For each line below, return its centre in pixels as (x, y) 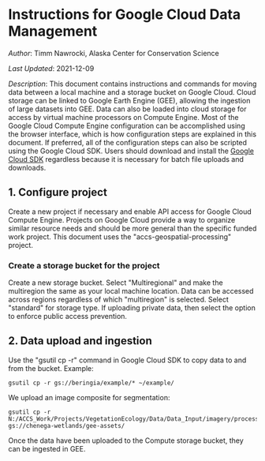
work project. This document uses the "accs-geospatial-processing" (120, 236)
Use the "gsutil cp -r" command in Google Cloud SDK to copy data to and (127, 360)
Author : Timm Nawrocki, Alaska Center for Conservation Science (114, 53)
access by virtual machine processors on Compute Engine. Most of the (123, 117)
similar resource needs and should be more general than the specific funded (132, 228)
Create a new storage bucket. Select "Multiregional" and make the (116, 283)
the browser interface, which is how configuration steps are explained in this (132, 134)
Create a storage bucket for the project (84, 265)
